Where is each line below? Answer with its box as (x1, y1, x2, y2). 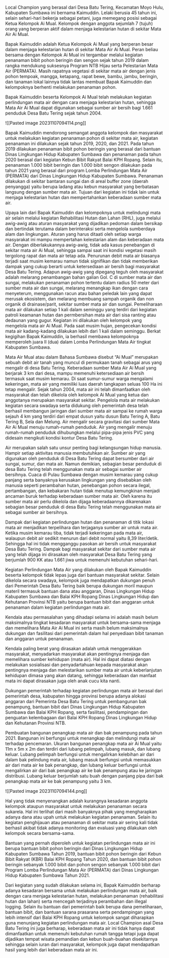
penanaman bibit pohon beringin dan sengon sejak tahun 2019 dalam (5, 57, 149, 63)
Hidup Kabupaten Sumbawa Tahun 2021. (5, 872, 90, 878)
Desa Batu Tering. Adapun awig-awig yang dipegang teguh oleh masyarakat (5, 269, 164, 275)
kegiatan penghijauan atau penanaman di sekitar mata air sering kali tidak (5, 820, 158, 825)
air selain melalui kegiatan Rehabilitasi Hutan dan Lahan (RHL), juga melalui (5, 215, 161, 221)
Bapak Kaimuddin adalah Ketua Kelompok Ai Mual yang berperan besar (5, 41, 154, 47)
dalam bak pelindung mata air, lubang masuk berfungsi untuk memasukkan (5, 757, 161, 762)
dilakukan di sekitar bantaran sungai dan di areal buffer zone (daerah (5, 178, 149, 184)
